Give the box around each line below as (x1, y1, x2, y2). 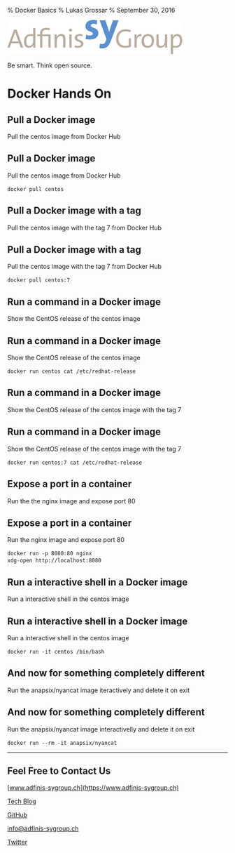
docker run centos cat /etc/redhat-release (7, 368, 136, 375)
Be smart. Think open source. (7, 61, 93, 70)
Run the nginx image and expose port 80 (7, 536, 124, 544)
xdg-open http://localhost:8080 (7, 557, 101, 564)
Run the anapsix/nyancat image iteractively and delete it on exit (7, 686, 190, 694)
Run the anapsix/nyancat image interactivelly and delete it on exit (7, 725, 195, 733)
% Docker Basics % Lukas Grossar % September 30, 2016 (7, 6, 176, 14)
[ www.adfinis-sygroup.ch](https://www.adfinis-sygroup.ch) (7, 783, 180, 792)
